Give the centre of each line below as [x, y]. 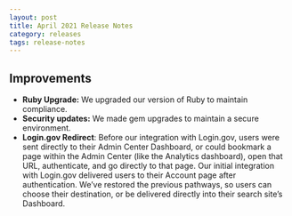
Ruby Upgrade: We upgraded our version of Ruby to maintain [135, 100]
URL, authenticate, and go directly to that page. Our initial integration [148, 166]
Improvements [50, 78]
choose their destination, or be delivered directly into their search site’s [152, 194]
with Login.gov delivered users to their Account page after [129, 175]
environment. [46, 128]
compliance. [45, 109]
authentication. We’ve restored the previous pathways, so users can [147, 185]
